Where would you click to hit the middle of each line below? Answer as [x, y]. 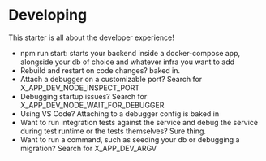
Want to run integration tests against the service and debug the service [139, 122]
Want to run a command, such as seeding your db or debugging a [130, 139]
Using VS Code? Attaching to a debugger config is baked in [120, 113]
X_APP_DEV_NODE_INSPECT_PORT [80, 88]
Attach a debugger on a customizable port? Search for [111, 79]
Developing [48, 15]
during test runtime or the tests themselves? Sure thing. [113, 131]
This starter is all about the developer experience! [91, 37]
